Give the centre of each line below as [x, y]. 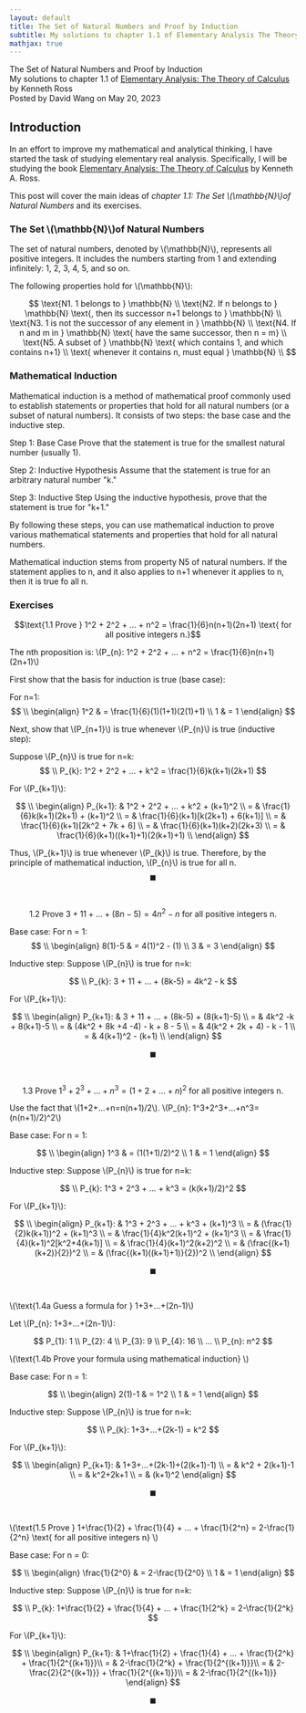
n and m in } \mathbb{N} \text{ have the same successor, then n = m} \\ [153, 333]
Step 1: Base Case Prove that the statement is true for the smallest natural [147, 443]
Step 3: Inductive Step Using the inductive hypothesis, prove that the [138, 497]
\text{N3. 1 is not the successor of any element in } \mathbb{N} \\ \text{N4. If [153, 323]
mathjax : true [36, 43]
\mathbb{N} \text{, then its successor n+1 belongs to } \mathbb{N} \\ [153, 313]
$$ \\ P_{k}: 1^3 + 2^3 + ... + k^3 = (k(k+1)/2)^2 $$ [153, 1188]
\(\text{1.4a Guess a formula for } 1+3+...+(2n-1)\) [102, 1306]
